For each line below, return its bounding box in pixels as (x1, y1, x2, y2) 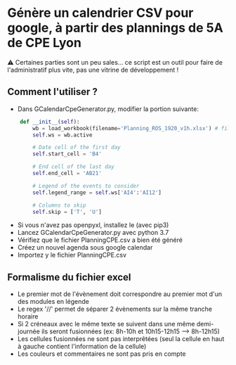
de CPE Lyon (7, 35, 82, 51)
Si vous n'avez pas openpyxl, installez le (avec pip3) (17, 221, 169, 229)
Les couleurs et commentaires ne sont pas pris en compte (17, 350, 186, 358)
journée (17, 327, 40, 335)
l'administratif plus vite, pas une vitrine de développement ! (7, 65, 179, 74)
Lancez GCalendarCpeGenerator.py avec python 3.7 (17, 229, 169, 237)
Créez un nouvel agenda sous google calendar (17, 243, 153, 252)
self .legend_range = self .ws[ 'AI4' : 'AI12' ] (32, 188, 162, 196)
